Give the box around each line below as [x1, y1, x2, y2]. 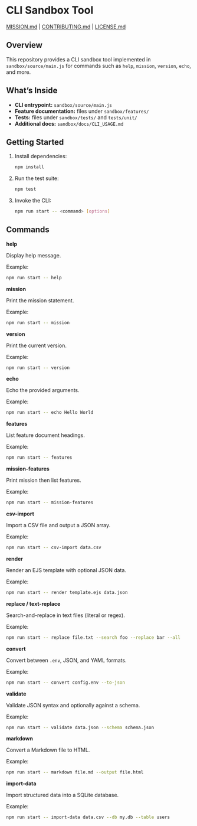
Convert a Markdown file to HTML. [6, 746, 90, 753]
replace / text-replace [6, 600, 61, 607]
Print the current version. [6, 342, 67, 349]
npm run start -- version [6, 364, 70, 371]
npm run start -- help [6, 275, 62, 280]
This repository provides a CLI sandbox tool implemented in [6, 55, 151, 63]
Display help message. [6, 252, 61, 259]
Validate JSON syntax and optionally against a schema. [6, 701, 140, 709]
